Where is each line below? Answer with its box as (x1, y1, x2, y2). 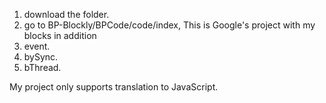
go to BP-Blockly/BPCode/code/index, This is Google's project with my (23, 19, 316, 31)
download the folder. (23, 9, 110, 20)
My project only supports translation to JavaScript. (9, 81, 219, 93)
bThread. (23, 62, 62, 73)
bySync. (23, 51, 59, 63)
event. (23, 40, 51, 52)
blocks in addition (23, 30, 97, 41)
